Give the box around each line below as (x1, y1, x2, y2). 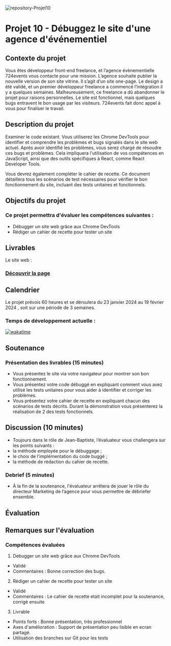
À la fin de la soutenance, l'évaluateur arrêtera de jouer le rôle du (12, 483, 149, 489)
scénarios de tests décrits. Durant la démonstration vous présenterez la (12, 403, 163, 410)
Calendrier (5, 285, 40, 294)
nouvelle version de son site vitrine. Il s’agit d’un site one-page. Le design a (5, 78, 163, 84)
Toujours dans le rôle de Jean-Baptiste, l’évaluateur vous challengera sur (12, 437, 166, 443)
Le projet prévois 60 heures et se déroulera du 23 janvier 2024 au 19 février (5, 299, 164, 305)
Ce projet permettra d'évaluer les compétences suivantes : (5, 212, 154, 219)
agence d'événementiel (5, 34, 107, 45)
